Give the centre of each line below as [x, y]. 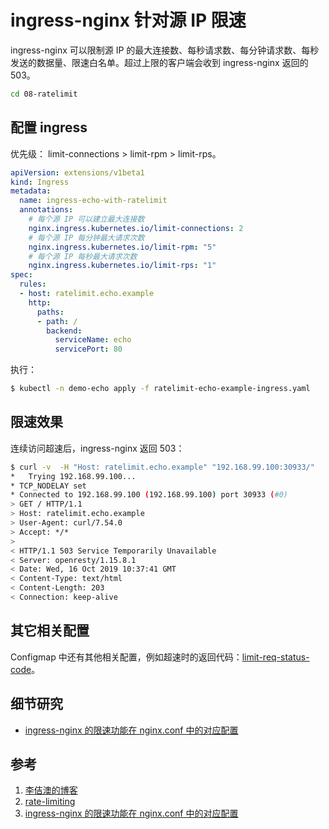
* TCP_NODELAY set [48, 486]
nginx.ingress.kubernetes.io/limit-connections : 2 [136, 228]
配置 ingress [49, 127]
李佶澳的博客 [51, 790]
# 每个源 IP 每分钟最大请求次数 [86, 237]
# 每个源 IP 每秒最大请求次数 [83, 256]
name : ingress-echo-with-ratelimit [93, 201]
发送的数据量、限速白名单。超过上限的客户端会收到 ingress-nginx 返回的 [159, 62]
